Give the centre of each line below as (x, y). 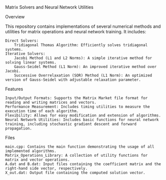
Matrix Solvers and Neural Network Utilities (49, 7)
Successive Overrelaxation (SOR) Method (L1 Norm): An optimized (83, 75)
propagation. (19, 128)
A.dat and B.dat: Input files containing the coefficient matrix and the (83, 164)
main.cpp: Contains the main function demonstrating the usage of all (80, 147)
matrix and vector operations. (38, 160)
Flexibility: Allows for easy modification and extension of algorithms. (83, 116)
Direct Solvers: (22, 41)
